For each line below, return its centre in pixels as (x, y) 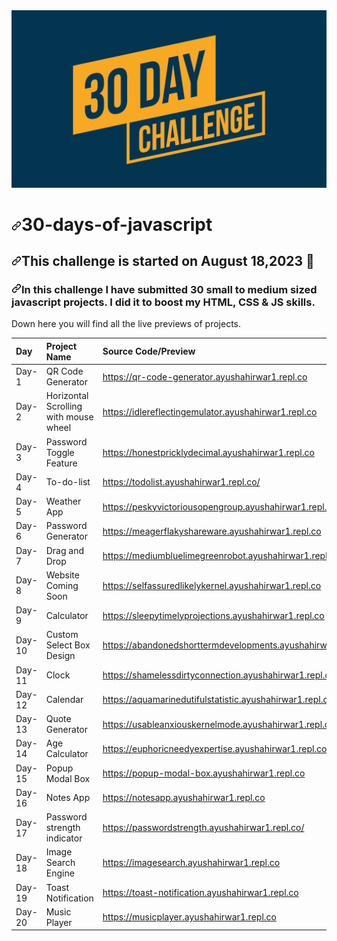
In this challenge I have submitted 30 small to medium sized (169, 289)
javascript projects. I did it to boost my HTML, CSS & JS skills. (163, 302)
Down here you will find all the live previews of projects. (126, 324)
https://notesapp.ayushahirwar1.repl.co (184, 798)
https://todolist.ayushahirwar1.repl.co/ (181, 482)
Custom (62, 635)
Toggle (60, 452)
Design (60, 656)
